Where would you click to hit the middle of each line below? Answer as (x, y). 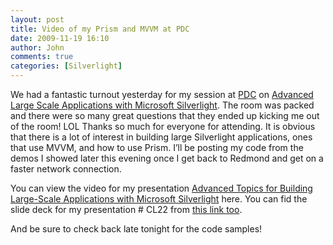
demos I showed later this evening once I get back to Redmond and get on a (167, 158)
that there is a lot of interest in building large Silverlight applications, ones (161, 137)
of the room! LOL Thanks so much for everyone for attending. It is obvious (163, 126)
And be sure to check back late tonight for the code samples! (136, 229)
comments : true (42, 57)
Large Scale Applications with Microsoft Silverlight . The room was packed (162, 105)
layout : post (37, 19)
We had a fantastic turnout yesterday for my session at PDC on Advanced (162, 94)
